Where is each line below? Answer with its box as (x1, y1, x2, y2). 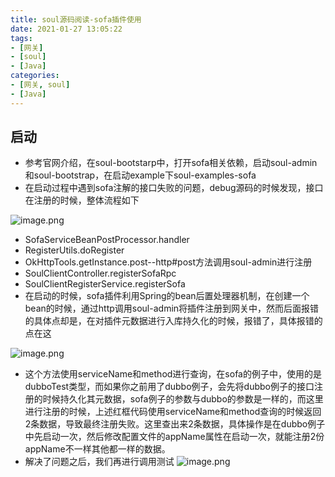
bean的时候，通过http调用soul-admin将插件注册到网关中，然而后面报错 (24, 302, 320, 315)
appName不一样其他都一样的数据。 (24, 443, 171, 455)
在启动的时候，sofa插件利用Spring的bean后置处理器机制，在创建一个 (24, 290, 310, 302)
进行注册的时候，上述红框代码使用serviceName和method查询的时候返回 (24, 406, 322, 418)
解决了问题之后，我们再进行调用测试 (24, 456, 175, 468)
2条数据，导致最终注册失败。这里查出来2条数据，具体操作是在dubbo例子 (24, 418, 326, 430)
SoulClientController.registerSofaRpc (24, 267, 177, 280)
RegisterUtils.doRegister (24, 244, 125, 256)
